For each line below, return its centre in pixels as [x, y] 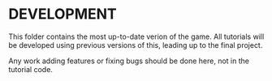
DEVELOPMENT [63, 14]
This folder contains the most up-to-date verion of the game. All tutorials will [136, 36]
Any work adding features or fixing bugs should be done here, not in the [129, 61]
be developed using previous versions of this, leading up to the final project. [136, 45]
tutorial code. [30, 69]
